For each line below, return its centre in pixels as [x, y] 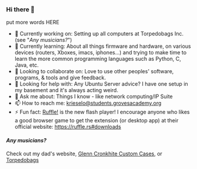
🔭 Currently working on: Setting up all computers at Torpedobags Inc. [99, 34]
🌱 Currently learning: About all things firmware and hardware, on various [103, 46]
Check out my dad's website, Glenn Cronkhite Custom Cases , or [84, 154]
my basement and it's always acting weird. [66, 90]
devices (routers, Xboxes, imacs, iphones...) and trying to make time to [101, 53]
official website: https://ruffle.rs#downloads [68, 127]
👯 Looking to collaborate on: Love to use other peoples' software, [94, 71]
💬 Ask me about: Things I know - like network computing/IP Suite [93, 96]
